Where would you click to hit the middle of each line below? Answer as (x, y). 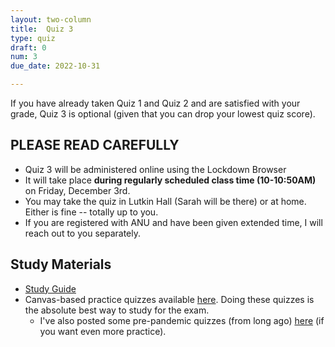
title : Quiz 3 (42, 29)
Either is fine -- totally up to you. (91, 212)
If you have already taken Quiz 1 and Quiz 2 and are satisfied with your (155, 103)
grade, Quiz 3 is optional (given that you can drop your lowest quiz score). (163, 114)
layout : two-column (51, 19)
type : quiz (33, 38)
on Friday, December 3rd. (77, 190)
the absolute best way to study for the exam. (117, 310)
